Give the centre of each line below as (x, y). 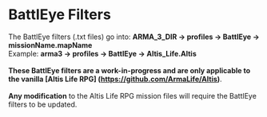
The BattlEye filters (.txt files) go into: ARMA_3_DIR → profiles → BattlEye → (134, 37)
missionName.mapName (50, 45)
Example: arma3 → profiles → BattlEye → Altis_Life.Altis (103, 53)
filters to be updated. (43, 104)
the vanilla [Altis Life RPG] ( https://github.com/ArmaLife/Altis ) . (115, 79)
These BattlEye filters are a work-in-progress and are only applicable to (130, 70)
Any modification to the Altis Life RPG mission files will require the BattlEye (133, 96)
